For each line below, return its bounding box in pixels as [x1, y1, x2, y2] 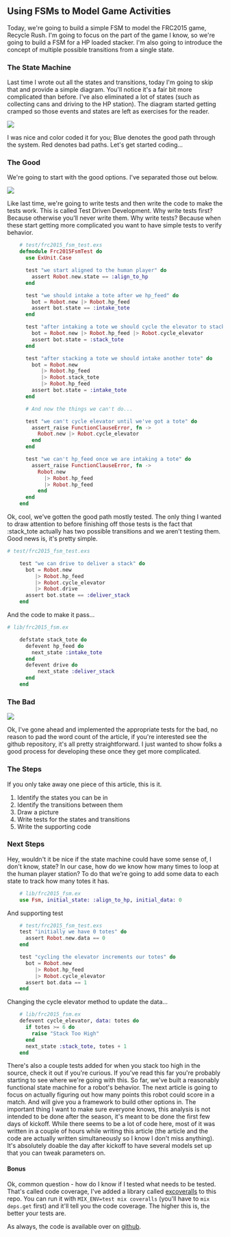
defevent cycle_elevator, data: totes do [19, 1017, 139, 1025]
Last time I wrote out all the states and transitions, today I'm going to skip [7, 78, 214, 86]
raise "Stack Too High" [31, 1030, 99, 1037]
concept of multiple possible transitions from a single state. [7, 45, 175, 53]
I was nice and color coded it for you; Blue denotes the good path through [7, 134, 216, 142]
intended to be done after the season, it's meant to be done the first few [7, 1112, 210, 1121]
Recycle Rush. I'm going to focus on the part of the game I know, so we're [7, 31, 216, 39]
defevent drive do [25, 662, 78, 669]
